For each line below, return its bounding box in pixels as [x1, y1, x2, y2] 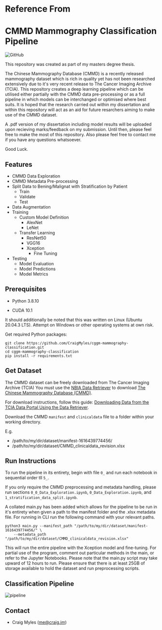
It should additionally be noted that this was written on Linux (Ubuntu [5, 317, 143, 323]
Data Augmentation [12, 204, 51, 210]
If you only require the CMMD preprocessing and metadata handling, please [5, 484, 156, 490]
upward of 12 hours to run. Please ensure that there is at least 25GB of [5, 560, 145, 566]
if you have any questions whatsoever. [5, 137, 82, 143]
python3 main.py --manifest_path [5, 524, 73, 529]
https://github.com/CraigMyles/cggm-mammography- [26, 340, 129, 345]
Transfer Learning [19, 229, 55, 236]
